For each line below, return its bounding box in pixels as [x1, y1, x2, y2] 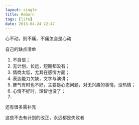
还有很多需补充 [5, 104, 36, 110]
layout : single [5, 7, 37, 12]
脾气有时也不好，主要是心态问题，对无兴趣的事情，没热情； [12, 82, 136, 88]
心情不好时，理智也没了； [12, 88, 66, 94]
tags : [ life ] [5, 16, 33, 21]
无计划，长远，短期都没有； [12, 63, 70, 69]
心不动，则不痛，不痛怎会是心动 [5, 35, 71, 41]
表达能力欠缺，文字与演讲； [12, 75, 70, 81]
